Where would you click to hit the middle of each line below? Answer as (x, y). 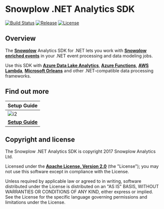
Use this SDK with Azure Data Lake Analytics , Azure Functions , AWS (77, 65)
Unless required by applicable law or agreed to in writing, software (73, 181)
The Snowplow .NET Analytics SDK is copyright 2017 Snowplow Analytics (81, 151)
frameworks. (18, 76)
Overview (21, 38)
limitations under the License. (35, 203)
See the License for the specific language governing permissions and (76, 197)
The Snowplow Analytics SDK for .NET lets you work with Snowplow (76, 50)
